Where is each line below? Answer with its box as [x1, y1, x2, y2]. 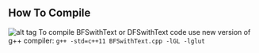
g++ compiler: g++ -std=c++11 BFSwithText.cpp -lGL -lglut [8, 36, 206, 45]
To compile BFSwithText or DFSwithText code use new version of [38, 27, 251, 36]
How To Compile [8, 6, 91, 20]
